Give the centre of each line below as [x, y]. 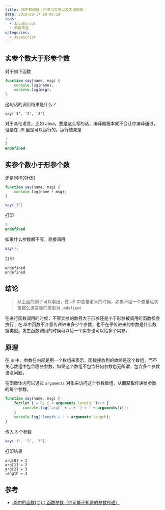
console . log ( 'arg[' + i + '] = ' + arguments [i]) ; [76, 408]
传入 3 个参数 [18, 432]
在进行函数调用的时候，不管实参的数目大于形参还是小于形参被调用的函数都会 [82, 318]
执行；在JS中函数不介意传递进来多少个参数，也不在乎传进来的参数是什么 [79, 324]
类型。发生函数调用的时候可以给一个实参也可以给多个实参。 [69, 330]
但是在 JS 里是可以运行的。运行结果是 [43, 130]
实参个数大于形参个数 [37, 59]
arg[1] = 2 [16, 465]
